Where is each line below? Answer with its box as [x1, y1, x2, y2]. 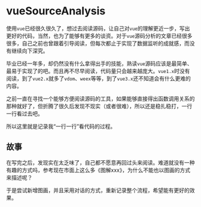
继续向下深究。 [11, 47, 48, 54]
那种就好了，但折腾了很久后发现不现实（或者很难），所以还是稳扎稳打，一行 [6, 102, 193, 109]
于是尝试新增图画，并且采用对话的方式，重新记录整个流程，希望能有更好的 [6, 187, 190, 194]
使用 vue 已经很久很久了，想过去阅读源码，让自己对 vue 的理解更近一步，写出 [6, 25, 190, 32]
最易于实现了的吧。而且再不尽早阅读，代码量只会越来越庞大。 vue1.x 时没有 [6, 67, 190, 74]
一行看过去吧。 [6, 109, 43, 117]
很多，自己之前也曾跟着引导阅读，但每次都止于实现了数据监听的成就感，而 [6, 39, 190, 47]
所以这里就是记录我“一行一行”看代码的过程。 [6, 123, 116, 130]
